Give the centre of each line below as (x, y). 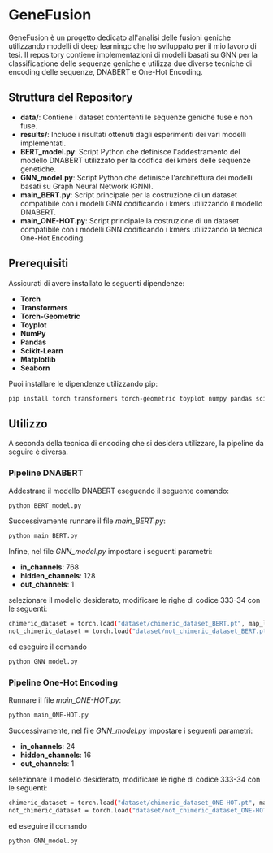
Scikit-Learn (41, 350)
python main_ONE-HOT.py (49, 715)
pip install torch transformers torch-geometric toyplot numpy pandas (130, 398)
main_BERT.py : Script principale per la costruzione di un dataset (129, 195)
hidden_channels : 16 (56, 755)
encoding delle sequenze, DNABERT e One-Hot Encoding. (106, 71)
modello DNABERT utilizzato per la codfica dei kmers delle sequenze (135, 160)
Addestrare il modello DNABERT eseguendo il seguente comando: (119, 491)
